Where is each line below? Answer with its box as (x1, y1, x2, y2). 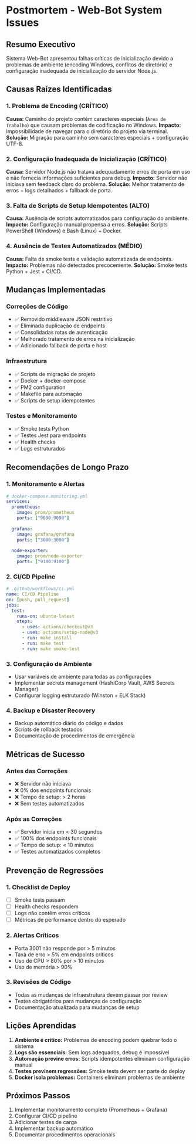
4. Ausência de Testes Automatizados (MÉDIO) (6, 242, 143, 250)
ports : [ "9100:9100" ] (16, 559, 69, 565)
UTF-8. (6, 140, 23, 147)
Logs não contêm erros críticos (14, 910, 90, 917)
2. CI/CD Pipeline (6, 573, 56, 581)
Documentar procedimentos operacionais (14, 1131, 116, 1138)
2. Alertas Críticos (6, 931, 59, 939)
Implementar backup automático (14, 1125, 93, 1132)
